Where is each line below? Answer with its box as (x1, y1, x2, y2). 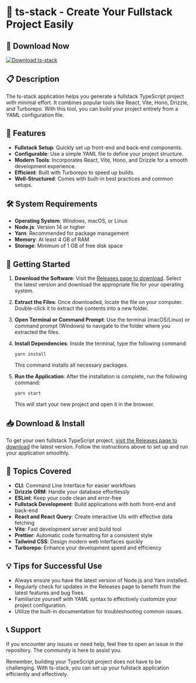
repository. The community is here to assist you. (6, 647, 122, 654)
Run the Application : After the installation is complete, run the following (14, 373, 188, 380)
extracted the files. (14, 329, 60, 336)
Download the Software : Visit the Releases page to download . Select (14, 275, 181, 282)
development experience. (14, 162, 76, 169)
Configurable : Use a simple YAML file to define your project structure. (14, 150, 184, 157)
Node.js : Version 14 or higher (14, 224, 86, 231)
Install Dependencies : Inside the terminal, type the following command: (14, 340, 188, 347)
